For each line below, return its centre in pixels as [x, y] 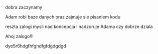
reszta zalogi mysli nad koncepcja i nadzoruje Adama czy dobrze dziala [79, 26]
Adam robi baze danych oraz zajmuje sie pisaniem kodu [63, 17]
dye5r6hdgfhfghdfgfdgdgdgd [36, 46]
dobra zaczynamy [24, 7]
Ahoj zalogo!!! [20, 36]
